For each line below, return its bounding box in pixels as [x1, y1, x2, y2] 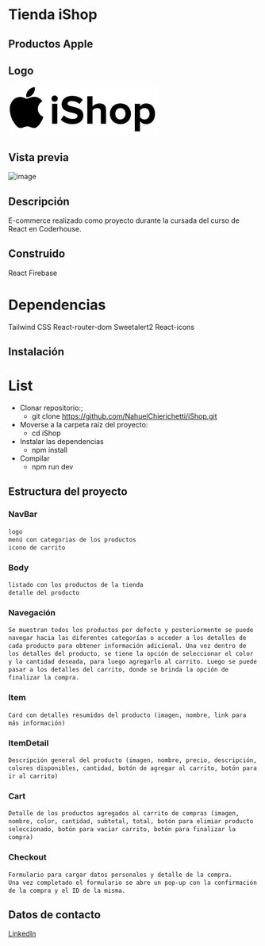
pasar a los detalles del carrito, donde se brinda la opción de [8, 666, 229, 674]
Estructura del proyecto [8, 485, 129, 499]
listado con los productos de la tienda [8, 581, 144, 589]
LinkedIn [8, 929, 36, 939]
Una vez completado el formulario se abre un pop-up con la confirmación [8, 879, 258, 887]
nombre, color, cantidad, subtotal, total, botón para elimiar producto [8, 818, 254, 825]
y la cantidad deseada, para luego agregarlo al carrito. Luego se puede [8, 658, 258, 666]
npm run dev [31, 462, 74, 472]
